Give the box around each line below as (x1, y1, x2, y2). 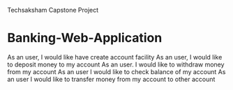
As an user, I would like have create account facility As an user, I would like (7, 53, 223, 61)
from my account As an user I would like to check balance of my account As (7, 67, 226, 75)
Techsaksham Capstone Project (7, 6, 99, 14)
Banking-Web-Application (7, 30, 163, 46)
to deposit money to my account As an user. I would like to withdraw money (7, 60, 225, 69)
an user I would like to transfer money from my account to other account (7, 75, 216, 83)
